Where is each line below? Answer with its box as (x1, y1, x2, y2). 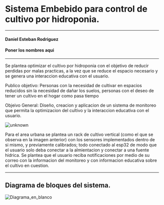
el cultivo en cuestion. (5, 162, 50, 168)
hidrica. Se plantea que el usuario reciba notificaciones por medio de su (5, 152, 150, 158)
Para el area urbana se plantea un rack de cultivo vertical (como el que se (5, 131, 154, 137)
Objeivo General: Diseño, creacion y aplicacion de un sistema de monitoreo (5, 102, 156, 108)
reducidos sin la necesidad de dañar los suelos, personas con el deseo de (5, 88, 154, 93)
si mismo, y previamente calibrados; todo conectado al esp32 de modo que (5, 142, 157, 148)
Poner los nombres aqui (5, 47, 55, 53)
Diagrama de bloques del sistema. (5, 181, 111, 189)
